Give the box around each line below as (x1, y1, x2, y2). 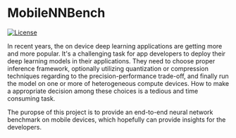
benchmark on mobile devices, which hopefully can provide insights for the (7, 115, 226, 124)
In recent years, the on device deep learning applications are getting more (7, 42, 223, 50)
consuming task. (7, 94, 56, 103)
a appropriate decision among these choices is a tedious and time (7, 87, 199, 95)
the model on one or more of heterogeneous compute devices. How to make (7, 79, 230, 87)
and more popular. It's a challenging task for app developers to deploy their (7, 49, 226, 58)
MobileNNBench (7, 5, 106, 21)
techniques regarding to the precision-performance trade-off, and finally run (7, 72, 229, 80)
